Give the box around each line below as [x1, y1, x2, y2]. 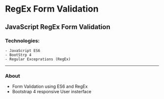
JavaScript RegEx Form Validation [5, 23, 111, 31]
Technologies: [5, 37, 40, 44]
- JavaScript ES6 [5, 48, 41, 53]
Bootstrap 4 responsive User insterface [12, 89, 92, 95]
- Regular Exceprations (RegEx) [5, 57, 71, 62]
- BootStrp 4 [5, 52, 32, 57]
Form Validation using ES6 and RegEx [12, 83, 88, 89]
